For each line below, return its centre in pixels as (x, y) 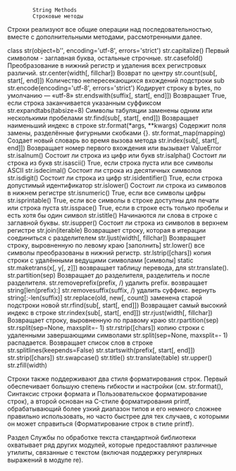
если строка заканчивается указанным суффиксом (85, 103)
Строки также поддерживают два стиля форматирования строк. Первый (117, 379)
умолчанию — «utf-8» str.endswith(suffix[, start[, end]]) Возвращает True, (117, 96)
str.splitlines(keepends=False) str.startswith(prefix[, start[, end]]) (101, 350)
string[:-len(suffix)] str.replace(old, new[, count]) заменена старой (105, 298)
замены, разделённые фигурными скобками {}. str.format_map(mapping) (116, 133)
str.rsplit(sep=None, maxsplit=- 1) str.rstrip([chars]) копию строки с (106, 328)
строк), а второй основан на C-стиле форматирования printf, (99, 401)
